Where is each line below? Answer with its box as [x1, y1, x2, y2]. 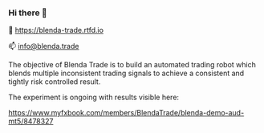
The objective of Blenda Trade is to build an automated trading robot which [8, 60, 257, 70]
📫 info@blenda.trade [8, 42, 79, 51]
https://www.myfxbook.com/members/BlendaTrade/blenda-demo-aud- [8, 108, 245, 118]
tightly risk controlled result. [8, 77, 101, 87]
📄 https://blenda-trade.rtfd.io [8, 26, 104, 35]
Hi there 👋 [8, 7, 48, 18]
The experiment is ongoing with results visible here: [8, 92, 179, 103]
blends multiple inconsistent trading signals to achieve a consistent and [8, 68, 245, 79]
